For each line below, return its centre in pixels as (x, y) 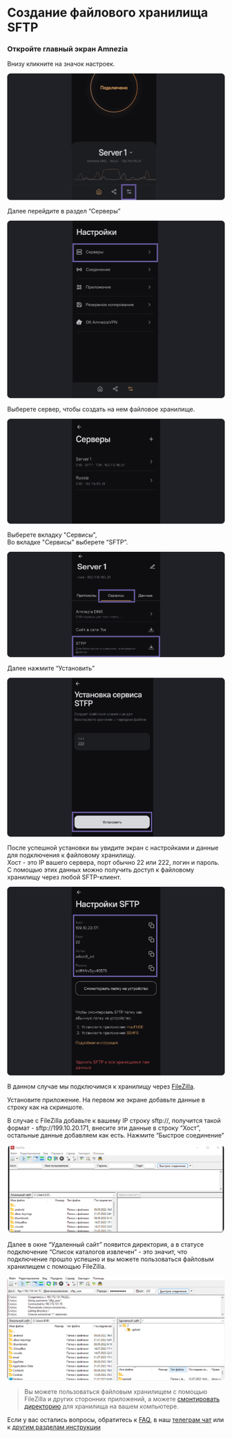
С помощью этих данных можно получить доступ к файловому (101, 870)
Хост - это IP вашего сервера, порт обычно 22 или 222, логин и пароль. (113, 863)
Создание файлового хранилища (108, 13)
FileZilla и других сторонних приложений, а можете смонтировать (122, 1399)
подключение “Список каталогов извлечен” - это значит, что (97, 1252)
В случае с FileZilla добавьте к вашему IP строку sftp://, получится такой (114, 1120)
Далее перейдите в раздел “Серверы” (64, 211)
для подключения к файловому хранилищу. (71, 855)
